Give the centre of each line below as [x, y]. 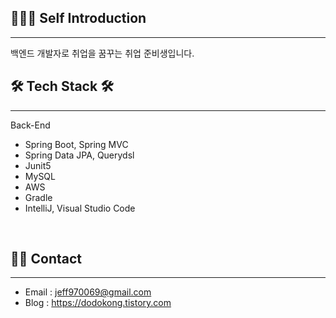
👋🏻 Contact [46, 259]
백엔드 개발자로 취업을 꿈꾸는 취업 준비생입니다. [102, 53]
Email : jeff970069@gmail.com [88, 292]
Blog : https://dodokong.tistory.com [98, 303]
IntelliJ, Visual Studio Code [80, 208]
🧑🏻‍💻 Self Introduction [78, 18]
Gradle [38, 197]
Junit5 [38, 165]
